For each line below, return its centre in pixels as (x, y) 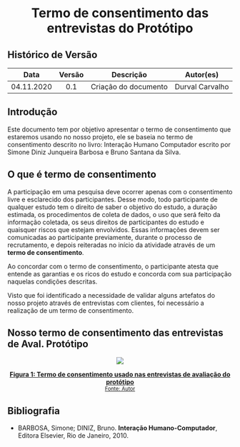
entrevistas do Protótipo (120, 28)
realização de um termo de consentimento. (71, 310)
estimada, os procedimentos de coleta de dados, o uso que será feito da (114, 214)
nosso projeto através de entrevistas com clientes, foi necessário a (106, 303)
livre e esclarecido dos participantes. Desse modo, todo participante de (112, 199)
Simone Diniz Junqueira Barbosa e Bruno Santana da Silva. (94, 152)
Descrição (130, 75)
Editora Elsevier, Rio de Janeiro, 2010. (73, 436)
